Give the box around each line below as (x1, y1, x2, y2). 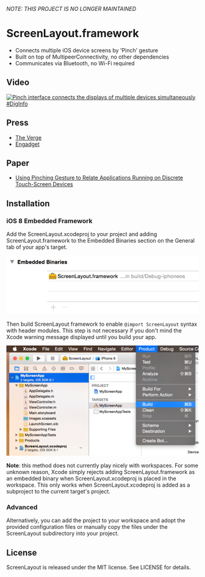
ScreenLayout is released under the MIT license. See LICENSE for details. (6, 564, 191, 571)
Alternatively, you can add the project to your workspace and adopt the (6, 517, 185, 524)
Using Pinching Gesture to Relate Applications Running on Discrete (15, 174, 184, 182)
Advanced (6, 503, 38, 511)
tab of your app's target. (6, 243, 68, 251)
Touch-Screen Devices (15, 181, 73, 188)
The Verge (15, 134, 42, 141)
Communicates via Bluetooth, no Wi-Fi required (15, 59, 135, 66)
